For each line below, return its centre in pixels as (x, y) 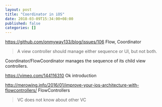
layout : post (18, 10)
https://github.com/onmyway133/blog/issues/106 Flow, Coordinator (73, 42)
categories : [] (21, 28)
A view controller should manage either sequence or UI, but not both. (87, 52)
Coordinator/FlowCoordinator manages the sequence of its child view (75, 61)
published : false (23, 23)
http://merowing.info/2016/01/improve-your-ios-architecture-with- (72, 85)
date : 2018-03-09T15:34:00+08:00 (39, 19)
